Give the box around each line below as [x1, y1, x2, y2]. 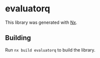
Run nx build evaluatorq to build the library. [5, 47, 96, 53]
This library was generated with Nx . [5, 19, 77, 25]
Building [5, 34, 31, 42]
